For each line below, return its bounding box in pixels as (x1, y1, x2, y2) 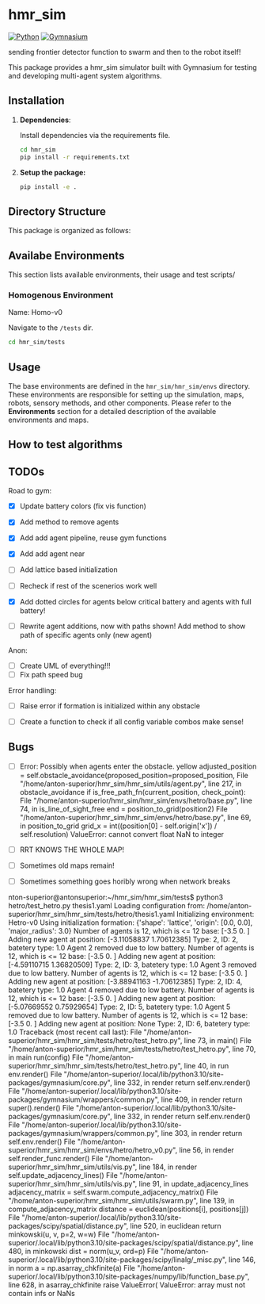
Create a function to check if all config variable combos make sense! (19, 716, 244, 727)
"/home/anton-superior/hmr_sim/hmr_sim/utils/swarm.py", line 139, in (8, 1196, 235, 1205)
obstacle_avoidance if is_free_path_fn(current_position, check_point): (19, 787, 247, 796)
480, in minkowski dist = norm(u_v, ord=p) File (8, 1247, 159, 1256)
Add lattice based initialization (19, 565, 118, 574)
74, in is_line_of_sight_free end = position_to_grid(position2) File (19, 803, 228, 814)
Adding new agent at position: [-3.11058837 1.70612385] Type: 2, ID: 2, (8, 934, 239, 944)
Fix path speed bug (19, 669, 83, 679)
